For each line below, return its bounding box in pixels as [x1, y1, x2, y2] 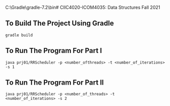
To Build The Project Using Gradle [5, 19, 114, 28]
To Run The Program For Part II [5, 78, 104, 87]
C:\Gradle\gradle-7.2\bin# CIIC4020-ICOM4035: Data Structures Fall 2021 [5, 5, 160, 10]
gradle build [5, 33, 33, 38]
